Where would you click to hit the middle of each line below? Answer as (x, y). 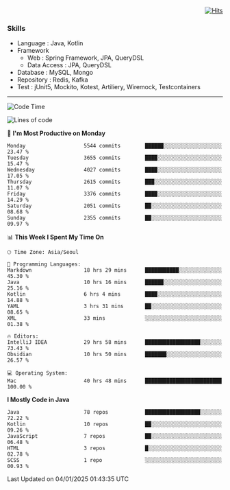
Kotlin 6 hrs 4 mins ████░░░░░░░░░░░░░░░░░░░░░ (115, 294)
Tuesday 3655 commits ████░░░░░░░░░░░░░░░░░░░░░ (115, 158)
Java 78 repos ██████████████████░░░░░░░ (115, 412)
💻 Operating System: (38, 373)
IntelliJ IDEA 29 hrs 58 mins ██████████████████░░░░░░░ (115, 342)
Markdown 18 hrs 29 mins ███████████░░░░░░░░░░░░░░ (115, 270)
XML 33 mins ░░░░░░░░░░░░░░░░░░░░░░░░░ (115, 318)
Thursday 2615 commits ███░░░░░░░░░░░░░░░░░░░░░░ (115, 182)
